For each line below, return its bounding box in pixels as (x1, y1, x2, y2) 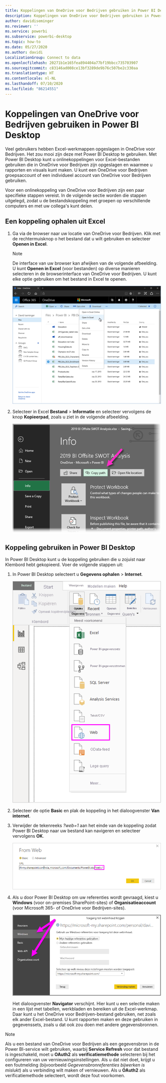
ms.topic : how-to (5, 40, 41, 45)
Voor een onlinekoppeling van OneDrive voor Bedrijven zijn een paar (5, 187, 145, 193)
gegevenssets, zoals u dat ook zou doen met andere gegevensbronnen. (12, 1022, 159, 1027)
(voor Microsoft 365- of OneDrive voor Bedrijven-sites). (12, 905, 126, 911)
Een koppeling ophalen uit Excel (5, 217, 105, 226)
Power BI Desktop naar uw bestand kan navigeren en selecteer (12, 828, 141, 834)
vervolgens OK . (12, 833, 44, 839)
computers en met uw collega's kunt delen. (5, 203, 93, 209)
